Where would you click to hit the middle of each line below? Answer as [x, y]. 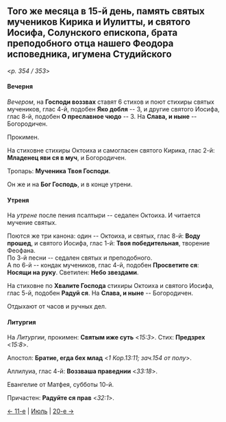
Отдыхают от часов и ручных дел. [57, 307]
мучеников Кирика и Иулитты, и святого [99, 22]
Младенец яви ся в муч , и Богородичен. [67, 158]
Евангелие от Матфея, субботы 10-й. [61, 385]
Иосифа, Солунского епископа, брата [92, 33]
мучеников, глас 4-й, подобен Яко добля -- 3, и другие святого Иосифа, [114, 109]
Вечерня [20, 87]
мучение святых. [32, 223]
